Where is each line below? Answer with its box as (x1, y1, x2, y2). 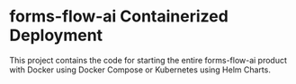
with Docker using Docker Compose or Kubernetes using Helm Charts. (9, 64, 272, 75)
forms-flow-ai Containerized (9, 6, 229, 27)
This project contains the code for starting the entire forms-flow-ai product (9, 55, 288, 65)
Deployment (9, 25, 103, 46)
